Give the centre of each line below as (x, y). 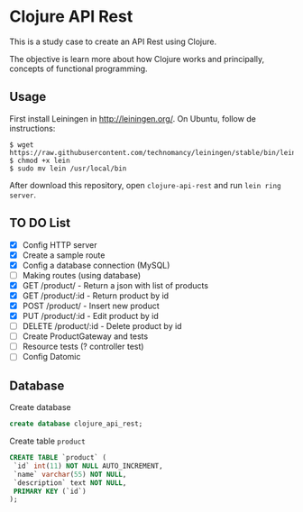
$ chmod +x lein (40, 160)
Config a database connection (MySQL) (96, 265)
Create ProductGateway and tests (85, 336)
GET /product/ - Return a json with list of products (115, 285)
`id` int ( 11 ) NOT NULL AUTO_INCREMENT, (88, 466)
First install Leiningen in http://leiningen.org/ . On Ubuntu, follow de (133, 118)
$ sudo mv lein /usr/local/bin (68, 169)
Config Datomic (51, 357)
